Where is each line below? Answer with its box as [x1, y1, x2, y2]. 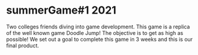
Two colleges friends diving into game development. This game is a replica [6, 23, 190, 30]
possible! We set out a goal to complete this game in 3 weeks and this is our [6, 35, 193, 43]
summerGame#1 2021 [6, 4, 116, 17]
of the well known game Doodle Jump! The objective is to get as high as [6, 29, 184, 36]
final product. [6, 42, 39, 49]
